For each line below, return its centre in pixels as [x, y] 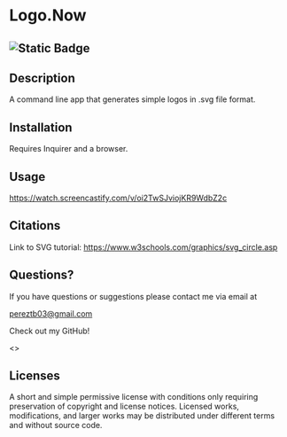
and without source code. [56, 425]
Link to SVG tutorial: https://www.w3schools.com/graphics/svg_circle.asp [143, 247]
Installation [41, 127]
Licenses [35, 376]
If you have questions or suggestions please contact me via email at [133, 296]
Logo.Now [48, 16]
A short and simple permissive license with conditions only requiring [134, 397]
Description [42, 78]
